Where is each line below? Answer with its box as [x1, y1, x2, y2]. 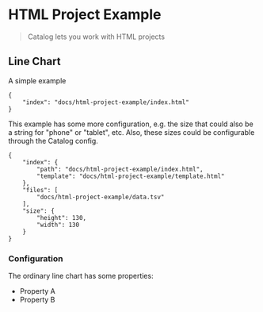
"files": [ [22, 186, 59, 194]
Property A [19, 287, 55, 296]
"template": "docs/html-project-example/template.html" [36, 172, 225, 180]
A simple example [8, 75, 67, 85]
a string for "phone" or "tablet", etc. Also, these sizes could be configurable [8, 127, 255, 137]
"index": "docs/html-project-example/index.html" [22, 98, 190, 106]
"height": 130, [36, 214, 87, 221]
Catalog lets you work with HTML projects [27, 32, 165, 41]
